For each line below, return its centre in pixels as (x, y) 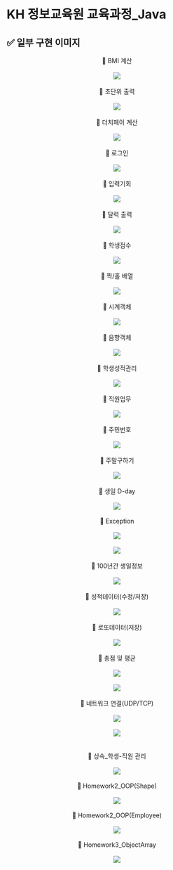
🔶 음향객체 (117, 337)
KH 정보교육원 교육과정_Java (86, 14)
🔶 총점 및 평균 (117, 658)
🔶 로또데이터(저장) (117, 627)
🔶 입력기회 (117, 184)
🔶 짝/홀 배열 (117, 276)
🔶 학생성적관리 (117, 368)
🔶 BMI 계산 (117, 61)
